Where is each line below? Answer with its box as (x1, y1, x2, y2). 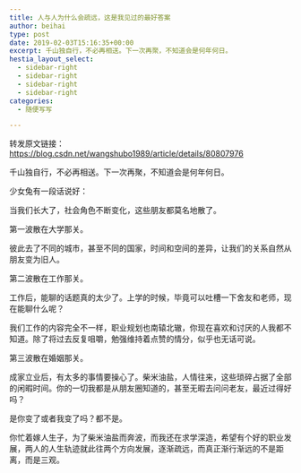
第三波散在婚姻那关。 (9, 353, 88, 364)
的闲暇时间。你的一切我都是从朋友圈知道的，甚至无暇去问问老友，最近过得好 (9, 383, 292, 394)
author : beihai (9, 21, 66, 30)
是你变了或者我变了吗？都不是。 (9, 413, 127, 424)
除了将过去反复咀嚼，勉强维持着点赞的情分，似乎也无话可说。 (32, 333, 261, 345)
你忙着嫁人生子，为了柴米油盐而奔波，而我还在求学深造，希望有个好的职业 (9, 432, 284, 443)
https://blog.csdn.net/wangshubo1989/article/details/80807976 (9, 149, 244, 159)
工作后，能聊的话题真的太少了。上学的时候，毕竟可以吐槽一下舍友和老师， (9, 292, 284, 303)
